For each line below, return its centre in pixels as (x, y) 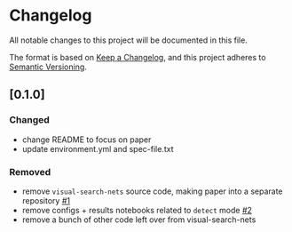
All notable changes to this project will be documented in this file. (129, 40)
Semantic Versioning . (48, 67)
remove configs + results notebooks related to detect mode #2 (137, 210)
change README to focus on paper (87, 140)
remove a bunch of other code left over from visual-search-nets (139, 220)
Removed (30, 172)
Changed (30, 120)
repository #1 (46, 200)
